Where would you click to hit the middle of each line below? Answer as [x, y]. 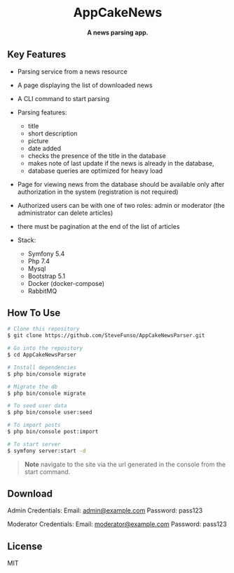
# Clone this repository [43, 329]
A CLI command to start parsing [63, 98]
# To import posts [34, 425]
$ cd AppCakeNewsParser [42, 355]
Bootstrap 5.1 [47, 276]
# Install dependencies [42, 367]
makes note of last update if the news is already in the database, [121, 163]
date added [44, 148]
